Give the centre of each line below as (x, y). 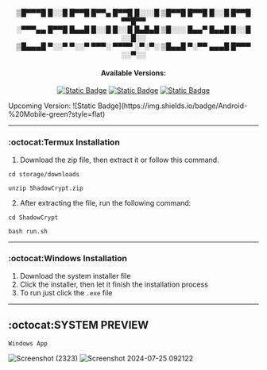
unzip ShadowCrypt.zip (46, 188)
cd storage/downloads (44, 174)
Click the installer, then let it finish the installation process (114, 284)
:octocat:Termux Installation (64, 142)
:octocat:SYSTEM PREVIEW (79, 325)
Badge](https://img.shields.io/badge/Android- (173, 106)
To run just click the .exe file (66, 292)
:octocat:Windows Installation (68, 259)
